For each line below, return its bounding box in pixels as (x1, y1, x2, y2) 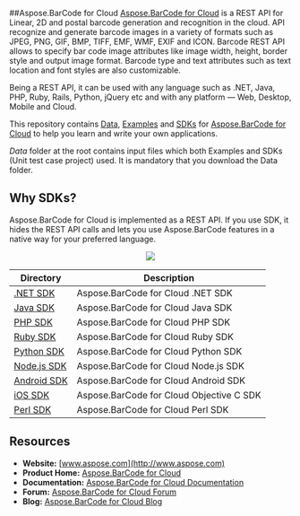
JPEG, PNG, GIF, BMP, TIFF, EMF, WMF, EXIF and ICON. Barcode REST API (9, 36, 285, 47)
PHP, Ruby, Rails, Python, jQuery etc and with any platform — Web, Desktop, (9, 92, 292, 102)
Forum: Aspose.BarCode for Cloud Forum (21, 486, 177, 497)
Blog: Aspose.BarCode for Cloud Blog (21, 495, 163, 506)
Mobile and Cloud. (9, 101, 78, 111)
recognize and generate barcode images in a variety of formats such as (9, 27, 274, 37)
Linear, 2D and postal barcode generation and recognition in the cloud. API (9, 17, 285, 28)
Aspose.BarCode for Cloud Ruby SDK (76, 330, 235, 343)
